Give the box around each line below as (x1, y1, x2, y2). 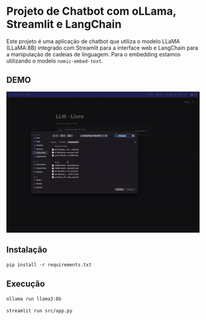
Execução (6, 278, 45, 289)
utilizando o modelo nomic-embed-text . (6, 57, 103, 64)
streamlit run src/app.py (6, 308, 72, 314)
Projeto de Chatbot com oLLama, (6, 4, 177, 18)
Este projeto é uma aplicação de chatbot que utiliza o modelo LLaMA (6, 37, 180, 45)
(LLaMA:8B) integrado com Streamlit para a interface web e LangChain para (6, 44, 199, 51)
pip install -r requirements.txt (6, 262, 92, 268)
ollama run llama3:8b (6, 296, 62, 302)
